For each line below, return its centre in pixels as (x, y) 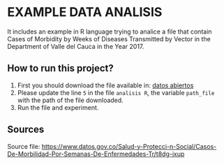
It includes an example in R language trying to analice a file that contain (110, 31)
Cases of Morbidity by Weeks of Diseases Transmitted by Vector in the (109, 38)
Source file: (24, 146)
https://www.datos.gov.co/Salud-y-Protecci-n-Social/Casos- (129, 146)
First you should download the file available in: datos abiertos (105, 85)
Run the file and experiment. (58, 107)
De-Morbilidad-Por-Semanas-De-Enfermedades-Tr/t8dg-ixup (96, 154)
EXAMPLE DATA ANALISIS (85, 12)
